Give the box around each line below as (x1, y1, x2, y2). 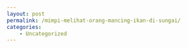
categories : (6, 23, 42, 30)
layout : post (6, 10, 45, 18)
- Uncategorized (19, 30, 68, 37)
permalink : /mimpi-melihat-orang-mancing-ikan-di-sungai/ (6, 17, 181, 24)
